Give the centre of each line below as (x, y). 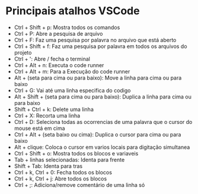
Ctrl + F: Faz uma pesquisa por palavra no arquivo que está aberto (95, 40)
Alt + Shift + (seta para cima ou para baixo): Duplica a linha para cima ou (103, 97)
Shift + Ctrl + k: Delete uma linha (54, 109)
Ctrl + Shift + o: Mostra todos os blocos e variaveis (76, 153)
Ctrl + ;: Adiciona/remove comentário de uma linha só (79, 185)
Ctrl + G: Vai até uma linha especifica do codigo (72, 90)
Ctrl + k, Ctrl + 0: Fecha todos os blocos (63, 172)
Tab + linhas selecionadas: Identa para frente (69, 160)
